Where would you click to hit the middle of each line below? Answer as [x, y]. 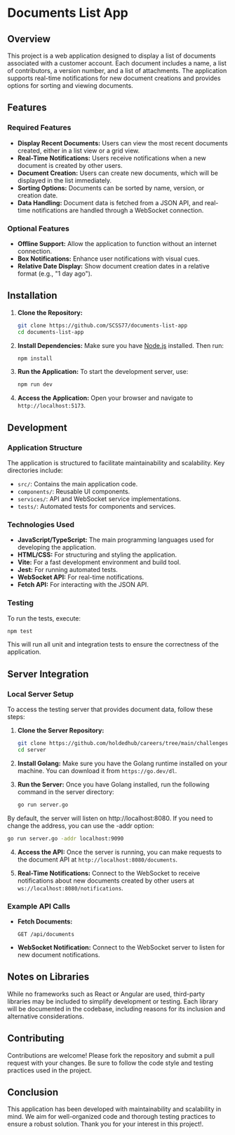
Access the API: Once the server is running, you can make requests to [120, 852]
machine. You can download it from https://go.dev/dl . [97, 770]
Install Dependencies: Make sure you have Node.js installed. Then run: [121, 345]
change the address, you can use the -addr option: [81, 825]
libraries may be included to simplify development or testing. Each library [113, 1001]
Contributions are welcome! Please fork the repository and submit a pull [111, 1055]
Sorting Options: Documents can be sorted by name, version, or [111, 188]
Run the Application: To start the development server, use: [103, 372]
